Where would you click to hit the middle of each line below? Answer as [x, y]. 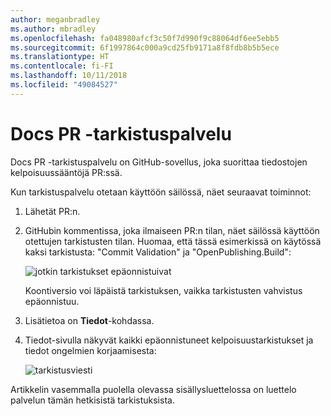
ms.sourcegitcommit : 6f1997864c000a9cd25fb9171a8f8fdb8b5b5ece [145, 47]
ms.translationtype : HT [60, 57]
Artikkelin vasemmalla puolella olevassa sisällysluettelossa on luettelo [153, 389]
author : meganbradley [55, 19]
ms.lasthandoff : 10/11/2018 [69, 76]
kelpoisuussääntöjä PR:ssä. [66, 172]
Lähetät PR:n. [52, 211]
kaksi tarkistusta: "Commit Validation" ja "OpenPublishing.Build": [158, 252]
